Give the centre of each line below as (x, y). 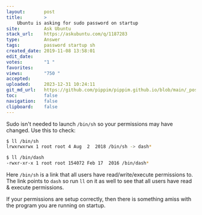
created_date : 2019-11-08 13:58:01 (51, 51)
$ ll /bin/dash (25, 158)
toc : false (32, 95)
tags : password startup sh (51, 46)
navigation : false (32, 101)
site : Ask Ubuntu (38, 29)
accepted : (19, 79)
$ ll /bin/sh (23, 141)
